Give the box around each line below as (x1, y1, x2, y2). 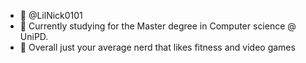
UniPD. (19, 31, 49, 42)
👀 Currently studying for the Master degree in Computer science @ (19, 20, 297, 32)
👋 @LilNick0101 (19, 10, 83, 21)
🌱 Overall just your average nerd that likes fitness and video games (19, 41, 296, 53)
